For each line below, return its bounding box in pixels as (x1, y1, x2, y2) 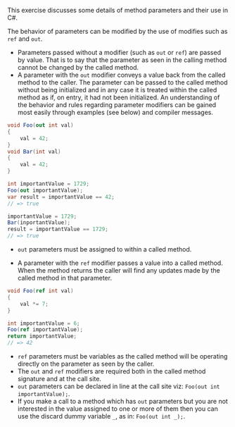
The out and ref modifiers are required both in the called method (17, 367, 206, 376)
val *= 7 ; (20, 300, 49, 307)
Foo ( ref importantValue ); (7, 326, 83, 333)
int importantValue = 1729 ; (7, 180, 90, 187)
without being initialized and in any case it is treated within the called (17, 86, 217, 94)
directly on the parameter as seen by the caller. (17, 359, 155, 368)
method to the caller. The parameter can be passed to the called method (17, 78, 228, 87)
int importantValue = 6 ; (7, 320, 80, 327)
